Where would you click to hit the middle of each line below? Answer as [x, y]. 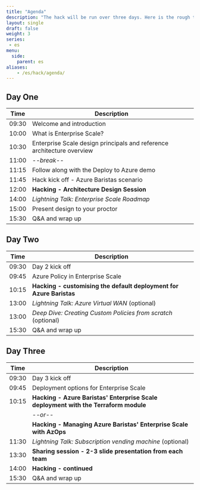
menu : [13, 51]
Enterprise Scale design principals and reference [100, 143]
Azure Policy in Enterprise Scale [77, 276]
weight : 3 [18, 34]
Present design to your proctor [75, 209]
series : [16, 39]
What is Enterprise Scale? [68, 134]
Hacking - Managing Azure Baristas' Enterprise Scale [110, 424]
